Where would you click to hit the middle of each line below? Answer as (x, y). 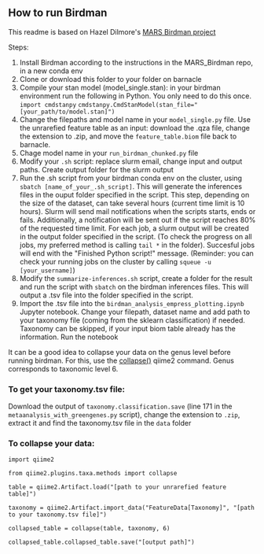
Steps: (18, 47)
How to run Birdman (58, 13)
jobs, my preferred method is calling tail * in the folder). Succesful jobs (137, 245)
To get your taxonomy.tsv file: (67, 389)
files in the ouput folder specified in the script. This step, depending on (134, 194)
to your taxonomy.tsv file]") (58, 515)
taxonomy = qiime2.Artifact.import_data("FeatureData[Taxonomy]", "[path (132, 508)
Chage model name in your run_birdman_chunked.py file (109, 153)
